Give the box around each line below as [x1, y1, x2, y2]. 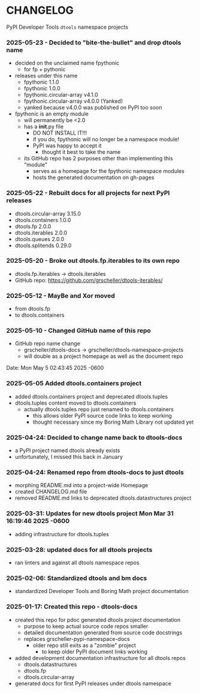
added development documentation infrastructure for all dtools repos [14, 654, 186, 661]
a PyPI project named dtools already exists [14, 447, 120, 454]
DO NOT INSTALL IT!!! [32, 129, 87, 136]
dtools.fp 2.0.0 [14, 223, 51, 230]
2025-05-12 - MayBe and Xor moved [6, 291, 116, 300]
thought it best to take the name [41, 148, 121, 156]
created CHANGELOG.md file [14, 488, 87, 496]
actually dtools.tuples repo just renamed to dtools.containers [23, 405, 174, 413]
